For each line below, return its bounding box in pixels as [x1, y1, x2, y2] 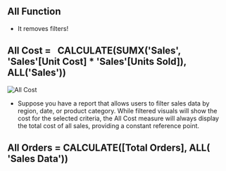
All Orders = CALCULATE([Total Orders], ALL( [7, 142, 211, 154]
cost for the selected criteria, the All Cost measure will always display [17, 114, 220, 122]
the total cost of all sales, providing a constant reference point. [17, 121, 199, 129]
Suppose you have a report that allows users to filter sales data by [17, 99, 210, 108]
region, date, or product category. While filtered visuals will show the [17, 106, 218, 115]
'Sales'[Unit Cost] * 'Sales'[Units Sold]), [7, 56, 187, 68]
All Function [7, 6, 61, 18]
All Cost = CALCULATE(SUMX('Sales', [7, 45, 181, 57]
